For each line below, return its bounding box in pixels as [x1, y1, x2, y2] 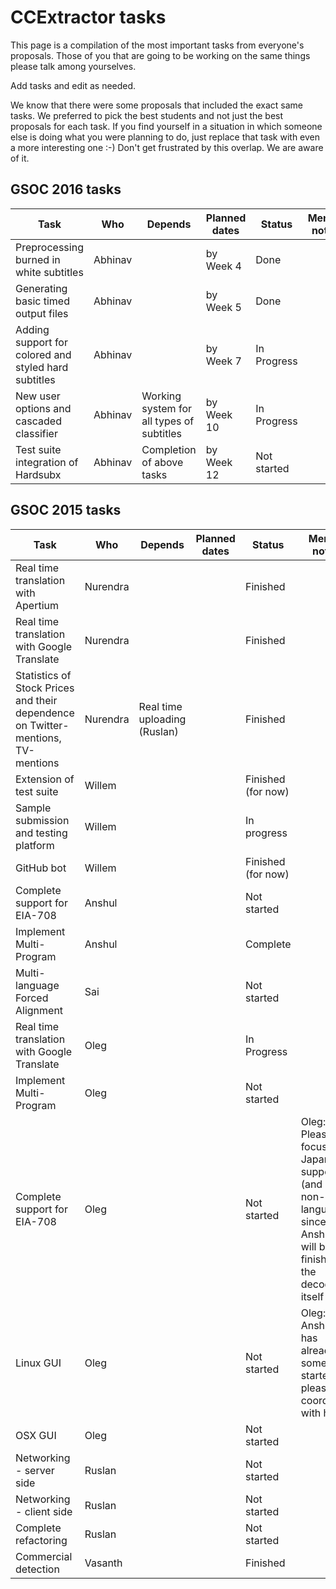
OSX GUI [15, 1428, 57, 1442]
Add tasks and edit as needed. [10, 79, 137, 91]
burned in [15, 252, 61, 266]
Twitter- [29, 718, 70, 732]
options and [15, 401, 72, 415]
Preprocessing [15, 240, 84, 254]
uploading [138, 712, 187, 726]
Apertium [15, 598, 60, 612]
